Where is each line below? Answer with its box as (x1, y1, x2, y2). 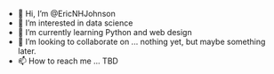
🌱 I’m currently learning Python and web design (17, 27, 193, 37)
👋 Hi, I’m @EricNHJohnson (17, 9, 116, 18)
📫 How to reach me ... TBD (17, 55, 118, 66)
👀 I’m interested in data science (17, 18, 133, 28)
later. (17, 46, 37, 56)
